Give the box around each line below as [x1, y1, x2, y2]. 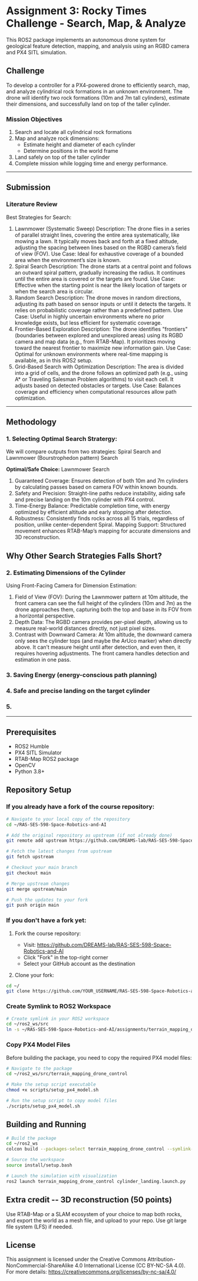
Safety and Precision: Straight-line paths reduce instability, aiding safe [14, 490, 186, 497]
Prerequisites [6, 727, 57, 737]
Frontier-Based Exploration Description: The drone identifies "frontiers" [14, 325, 188, 332]
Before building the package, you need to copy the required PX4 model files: [6, 1054, 192, 1061]
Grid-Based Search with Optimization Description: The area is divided [14, 363, 184, 370]
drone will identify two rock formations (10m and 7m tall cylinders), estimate [6, 94, 190, 101]
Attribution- [147, 1256, 176, 1263]
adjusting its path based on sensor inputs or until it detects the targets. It [14, 300, 191, 308]
